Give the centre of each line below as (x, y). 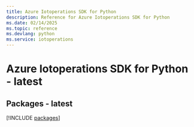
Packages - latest (40, 103)
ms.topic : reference (32, 28)
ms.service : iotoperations (40, 39)
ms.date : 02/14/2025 (32, 23)
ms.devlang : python (31, 34)
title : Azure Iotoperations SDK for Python (61, 12)
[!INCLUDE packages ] (33, 118)
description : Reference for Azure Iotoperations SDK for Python (88, 17)
